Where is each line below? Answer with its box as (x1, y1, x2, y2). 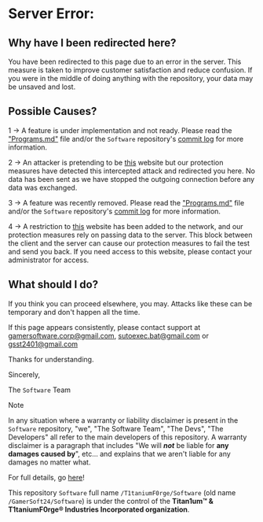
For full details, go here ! (8, 472, 85, 482)
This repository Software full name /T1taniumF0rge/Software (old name (8, 487, 236, 497)
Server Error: (8, 5, 95, 23)
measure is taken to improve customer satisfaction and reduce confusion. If (8, 65, 253, 75)
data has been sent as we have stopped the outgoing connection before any (8, 174, 255, 183)
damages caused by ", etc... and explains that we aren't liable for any (8, 449, 232, 458)
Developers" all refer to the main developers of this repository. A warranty (8, 432, 247, 442)
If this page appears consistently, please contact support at (8, 322, 201, 331)
